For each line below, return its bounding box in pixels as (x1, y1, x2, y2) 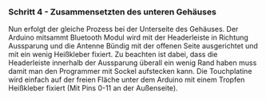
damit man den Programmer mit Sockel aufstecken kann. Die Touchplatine (8, 67, 252, 76)
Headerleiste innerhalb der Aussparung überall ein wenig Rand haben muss (8, 58, 257, 67)
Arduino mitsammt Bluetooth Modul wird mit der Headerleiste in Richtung (8, 33, 249, 42)
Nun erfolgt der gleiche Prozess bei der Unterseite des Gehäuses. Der (8, 25, 239, 34)
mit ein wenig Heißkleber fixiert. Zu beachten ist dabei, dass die (8, 50, 218, 60)
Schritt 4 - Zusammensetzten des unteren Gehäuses (8, 6, 217, 17)
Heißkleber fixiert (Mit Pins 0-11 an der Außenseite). (8, 83, 178, 93)
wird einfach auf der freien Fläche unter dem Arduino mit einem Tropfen (8, 75, 245, 85)
